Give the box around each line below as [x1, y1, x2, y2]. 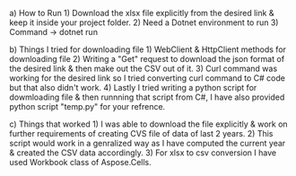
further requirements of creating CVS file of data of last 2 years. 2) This [9, 128, 274, 138]
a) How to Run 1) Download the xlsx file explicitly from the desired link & [9, 8, 274, 18]
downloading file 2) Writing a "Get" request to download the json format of [9, 54, 285, 64]
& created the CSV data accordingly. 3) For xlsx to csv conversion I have [9, 147, 276, 158]
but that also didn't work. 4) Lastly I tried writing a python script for [9, 83, 257, 92]
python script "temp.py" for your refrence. [9, 101, 166, 111]
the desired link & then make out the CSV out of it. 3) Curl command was [9, 63, 278, 74]
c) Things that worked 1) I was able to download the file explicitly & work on [9, 119, 289, 129]
